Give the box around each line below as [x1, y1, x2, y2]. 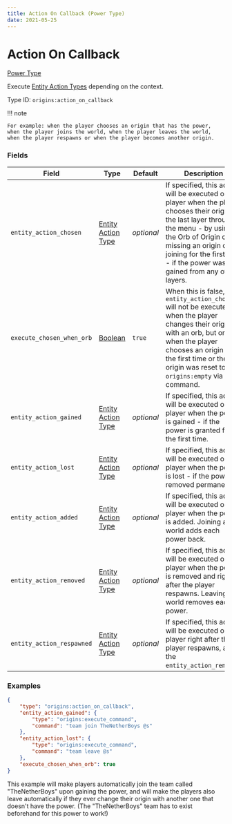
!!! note [7, 109, 28, 117]
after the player [165, 579, 215, 589]
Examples [7, 681, 41, 691]
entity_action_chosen [10, 229, 81, 236]
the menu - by [165, 223, 213, 233]
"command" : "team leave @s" [32, 748, 113, 755]
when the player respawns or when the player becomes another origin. [7, 135, 215, 142]
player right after [165, 634, 220, 644]
